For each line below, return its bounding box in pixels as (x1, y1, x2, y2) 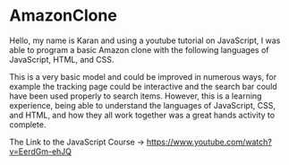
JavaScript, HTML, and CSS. (9, 54, 115, 65)
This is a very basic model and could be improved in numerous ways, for (9, 71, 277, 82)
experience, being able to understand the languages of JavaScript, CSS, (9, 100, 276, 110)
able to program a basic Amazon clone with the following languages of (9, 44, 270, 55)
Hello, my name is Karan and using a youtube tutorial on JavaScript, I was (9, 35, 281, 46)
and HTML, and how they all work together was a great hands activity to (9, 109, 276, 120)
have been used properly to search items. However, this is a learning (9, 91, 262, 101)
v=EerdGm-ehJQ (9, 145, 72, 157)
